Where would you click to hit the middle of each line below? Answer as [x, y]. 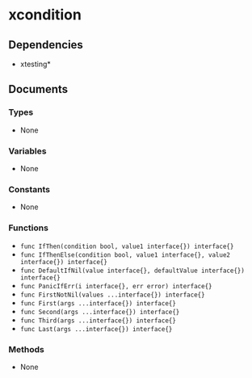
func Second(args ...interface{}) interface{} [100, 312]
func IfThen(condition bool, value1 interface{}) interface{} [127, 246]
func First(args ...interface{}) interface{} [98, 303]
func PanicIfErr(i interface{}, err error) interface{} [116, 286]
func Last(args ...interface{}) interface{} [96, 329]
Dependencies [46, 45]
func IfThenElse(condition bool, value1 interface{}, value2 [125, 255]
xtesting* [35, 64]
